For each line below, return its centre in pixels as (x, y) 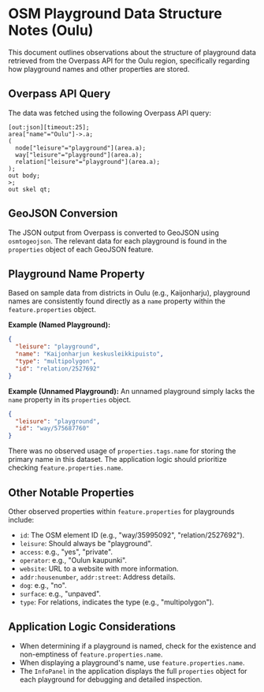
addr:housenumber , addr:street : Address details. (97, 577)
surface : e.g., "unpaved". (60, 593)
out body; (24, 175)
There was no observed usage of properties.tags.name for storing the (122, 451)
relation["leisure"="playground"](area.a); (87, 162)
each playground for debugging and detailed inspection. (111, 679)
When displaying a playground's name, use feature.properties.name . (132, 662)
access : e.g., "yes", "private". (66, 552)
